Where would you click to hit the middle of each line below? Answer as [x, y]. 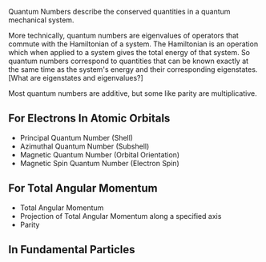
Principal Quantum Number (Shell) [77, 137]
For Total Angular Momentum [83, 188]
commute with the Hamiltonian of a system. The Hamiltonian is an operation [133, 44]
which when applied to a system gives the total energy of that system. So [129, 52]
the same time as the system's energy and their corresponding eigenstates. [133, 69]
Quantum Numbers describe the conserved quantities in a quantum [119, 12]
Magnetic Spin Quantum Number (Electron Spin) [100, 163]
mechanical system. [41, 20]
